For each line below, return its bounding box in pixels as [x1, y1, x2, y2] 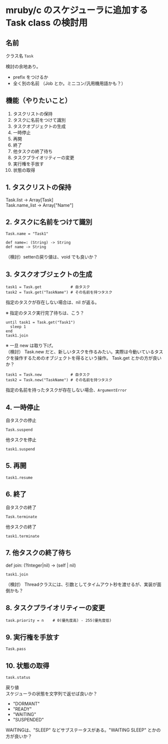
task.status [5, 675, 30, 680]
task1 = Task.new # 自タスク [5, 372, 90, 377]
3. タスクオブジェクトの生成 [5, 270, 92, 279]
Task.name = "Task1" [5, 231, 49, 236]
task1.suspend [5, 447, 35, 452]
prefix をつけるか [12, 74, 48, 80]
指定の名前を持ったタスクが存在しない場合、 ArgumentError [5, 387, 127, 393]
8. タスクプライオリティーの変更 [5, 603, 105, 612]
